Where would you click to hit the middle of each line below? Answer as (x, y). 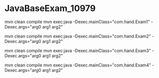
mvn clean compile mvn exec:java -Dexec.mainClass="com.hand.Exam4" (78, 65)
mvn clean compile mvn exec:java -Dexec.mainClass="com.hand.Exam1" (77, 22)
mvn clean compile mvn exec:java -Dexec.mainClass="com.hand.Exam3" (78, 51)
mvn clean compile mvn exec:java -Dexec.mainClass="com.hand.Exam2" (78, 36)
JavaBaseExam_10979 (50, 8)
